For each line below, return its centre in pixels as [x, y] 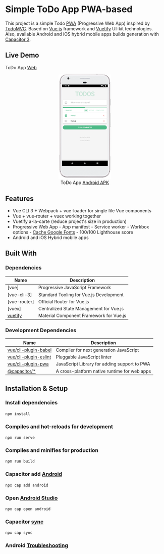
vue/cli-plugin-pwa [28, 364]
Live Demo [22, 55]
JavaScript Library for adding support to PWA [103, 364]
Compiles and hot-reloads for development [59, 427]
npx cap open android [28, 509]
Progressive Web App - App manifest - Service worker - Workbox [81, 226]
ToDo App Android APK [85, 182]
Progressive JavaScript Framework [74, 288]
